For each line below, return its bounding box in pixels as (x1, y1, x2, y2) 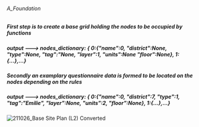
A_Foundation (7, 5, 41, 12)
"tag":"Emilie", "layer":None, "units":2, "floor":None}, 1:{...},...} (7, 100, 171, 107)
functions (7, 30, 31, 37)
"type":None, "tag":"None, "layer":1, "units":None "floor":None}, (7, 50, 175, 58)
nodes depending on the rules (7, 78, 83, 85)
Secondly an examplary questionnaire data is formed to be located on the (7, 72, 193, 79)
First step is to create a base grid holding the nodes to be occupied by (7, 23, 183, 30)
